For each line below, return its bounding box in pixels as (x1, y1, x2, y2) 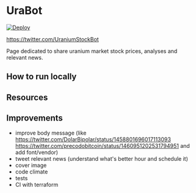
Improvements (6, 113, 63, 124)
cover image (15, 161, 47, 169)
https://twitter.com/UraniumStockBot (6, 35, 99, 43)
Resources (6, 92, 48, 102)
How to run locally (6, 71, 77, 82)
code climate (15, 168, 48, 175)
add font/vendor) (15, 149, 59, 156)
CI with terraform (15, 181, 59, 188)
